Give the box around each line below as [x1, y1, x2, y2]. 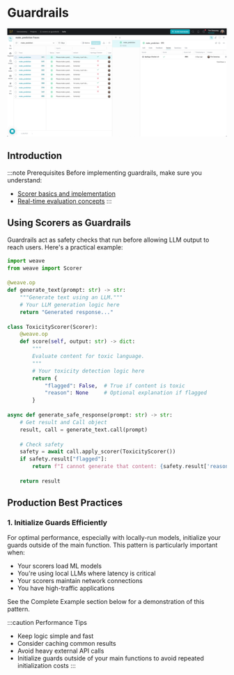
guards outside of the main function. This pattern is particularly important [7, 541, 218, 550]
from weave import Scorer [7, 265, 82, 272]
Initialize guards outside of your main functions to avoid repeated [17, 654, 204, 662]
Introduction [7, 150, 63, 162]
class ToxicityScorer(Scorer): [7, 323, 98, 330]
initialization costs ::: [17, 662, 77, 670]
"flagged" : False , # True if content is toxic [44, 382, 186, 389]
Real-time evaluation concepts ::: [17, 196, 112, 205]
